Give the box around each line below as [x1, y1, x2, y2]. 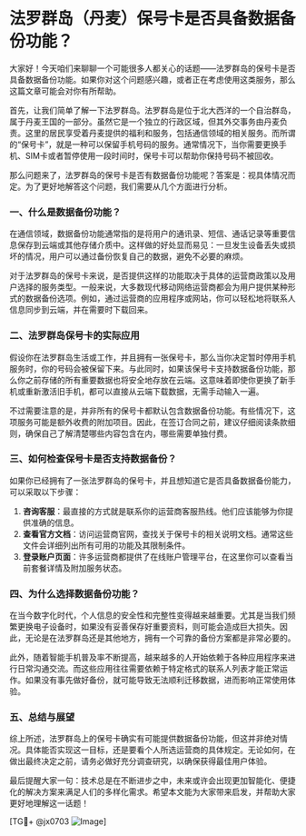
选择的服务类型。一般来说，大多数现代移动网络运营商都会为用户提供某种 [16, 282, 288, 293]
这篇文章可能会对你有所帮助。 [9, 85, 121, 96]
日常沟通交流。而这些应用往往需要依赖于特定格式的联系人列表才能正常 [16, 663, 280, 674]
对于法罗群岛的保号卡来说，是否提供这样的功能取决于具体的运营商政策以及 [9, 270, 288, 282]
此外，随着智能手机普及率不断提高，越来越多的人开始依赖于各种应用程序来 [9, 652, 288, 663]
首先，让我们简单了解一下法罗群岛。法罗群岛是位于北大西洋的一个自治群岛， [9, 104, 296, 115]
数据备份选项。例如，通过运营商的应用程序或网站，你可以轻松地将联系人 [25, 293, 296, 304]
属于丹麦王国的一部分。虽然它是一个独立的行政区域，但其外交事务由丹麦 [9, 115, 280, 127]
